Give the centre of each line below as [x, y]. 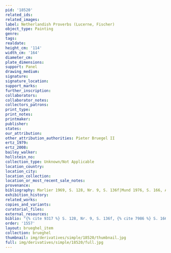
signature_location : [27, 81]
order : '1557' [20, 223]
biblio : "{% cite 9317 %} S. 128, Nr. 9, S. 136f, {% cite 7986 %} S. [82, 219]
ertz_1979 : [17, 143]
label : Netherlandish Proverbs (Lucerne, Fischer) [60, 24]
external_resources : [27, 214]
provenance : [18, 186]
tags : [11, 39]
